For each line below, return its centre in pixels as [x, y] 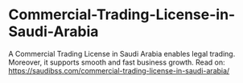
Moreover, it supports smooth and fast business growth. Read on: [117, 62]
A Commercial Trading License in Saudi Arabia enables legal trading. [122, 53]
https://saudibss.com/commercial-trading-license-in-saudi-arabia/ [119, 70]
